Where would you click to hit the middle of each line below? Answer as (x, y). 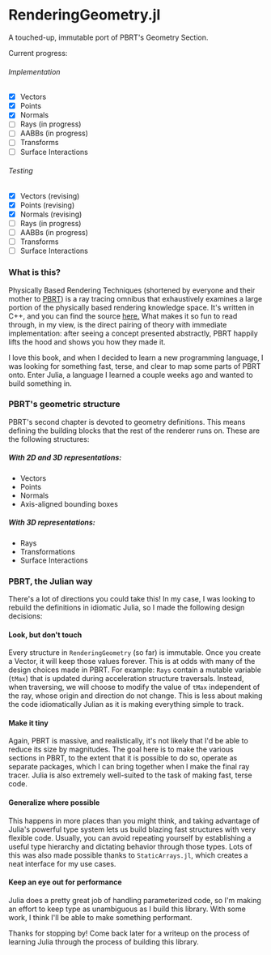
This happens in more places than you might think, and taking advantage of (134, 820)
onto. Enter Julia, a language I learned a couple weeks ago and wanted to (131, 375)
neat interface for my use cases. (62, 863)
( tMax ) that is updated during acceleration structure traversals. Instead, (126, 679)
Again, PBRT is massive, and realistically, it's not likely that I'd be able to (128, 741)
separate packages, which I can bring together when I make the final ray (129, 767)
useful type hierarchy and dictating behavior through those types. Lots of (130, 846)
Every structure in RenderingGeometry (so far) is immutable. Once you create (135, 653)
